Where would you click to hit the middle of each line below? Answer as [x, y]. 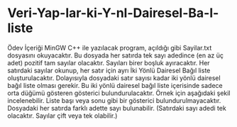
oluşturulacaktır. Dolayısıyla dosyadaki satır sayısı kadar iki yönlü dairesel [114, 78]
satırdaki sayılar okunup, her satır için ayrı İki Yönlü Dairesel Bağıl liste [109, 70]
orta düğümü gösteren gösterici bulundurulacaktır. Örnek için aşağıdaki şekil [119, 93]
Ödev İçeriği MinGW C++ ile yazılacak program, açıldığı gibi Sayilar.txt [110, 48]
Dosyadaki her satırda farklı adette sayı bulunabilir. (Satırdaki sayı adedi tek [117, 108]
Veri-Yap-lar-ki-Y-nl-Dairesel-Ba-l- [113, 13]
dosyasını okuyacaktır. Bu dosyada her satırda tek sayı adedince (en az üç [115, 55]
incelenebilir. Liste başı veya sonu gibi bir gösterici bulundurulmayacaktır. [114, 100]
